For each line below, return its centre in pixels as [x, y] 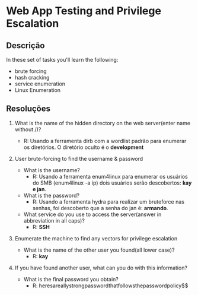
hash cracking [32, 77]
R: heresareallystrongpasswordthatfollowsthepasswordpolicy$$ [110, 286]
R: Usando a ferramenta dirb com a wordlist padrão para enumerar [105, 141]
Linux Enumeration [38, 90]
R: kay [40, 256]
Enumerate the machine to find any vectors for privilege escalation [96, 238]
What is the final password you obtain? [71, 279]
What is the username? [52, 170]
